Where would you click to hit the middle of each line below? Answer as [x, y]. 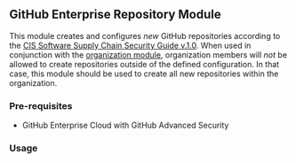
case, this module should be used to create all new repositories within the [144, 74]
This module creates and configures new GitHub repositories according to [145, 35]
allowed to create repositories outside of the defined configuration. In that [144, 64]
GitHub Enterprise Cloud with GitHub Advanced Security [125, 125]
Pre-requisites [41, 105]
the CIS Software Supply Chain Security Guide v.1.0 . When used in [130, 45]
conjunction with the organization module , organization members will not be [148, 54]
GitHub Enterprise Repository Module [115, 15]
